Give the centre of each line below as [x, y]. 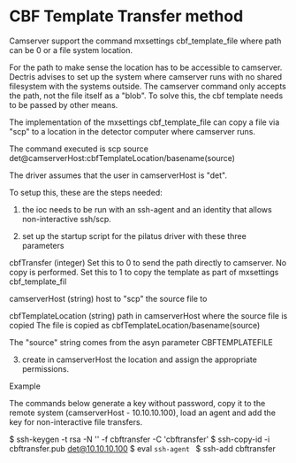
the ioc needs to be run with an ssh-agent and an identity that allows [147, 209]
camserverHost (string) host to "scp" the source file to [108, 298]
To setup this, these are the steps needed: [86, 192]
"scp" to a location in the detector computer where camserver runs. [133, 131]
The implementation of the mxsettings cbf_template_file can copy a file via [144, 122]
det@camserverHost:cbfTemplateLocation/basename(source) [122, 158]
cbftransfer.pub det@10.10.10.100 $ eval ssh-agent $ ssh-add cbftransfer [143, 448]
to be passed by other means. [64, 104]
